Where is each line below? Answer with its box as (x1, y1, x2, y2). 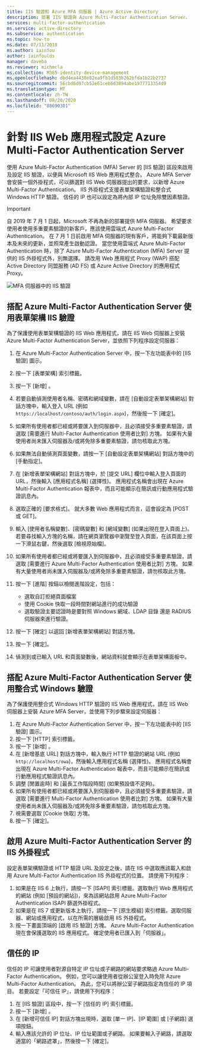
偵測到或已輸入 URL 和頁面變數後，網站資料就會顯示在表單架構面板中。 (15, 653, 191, 661)
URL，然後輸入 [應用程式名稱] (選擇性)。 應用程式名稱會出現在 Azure (15, 477, 184, 485)
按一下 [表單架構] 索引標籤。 (15, 370, 85, 377)
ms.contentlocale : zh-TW (7, 92, 68, 98)
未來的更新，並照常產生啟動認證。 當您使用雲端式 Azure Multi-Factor (17, 240, 186, 247)
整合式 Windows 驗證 (14, 683, 93, 693)
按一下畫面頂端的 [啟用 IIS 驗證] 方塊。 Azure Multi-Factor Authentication (15, 921, 194, 929)
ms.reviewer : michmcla (7, 64, 63, 70)
